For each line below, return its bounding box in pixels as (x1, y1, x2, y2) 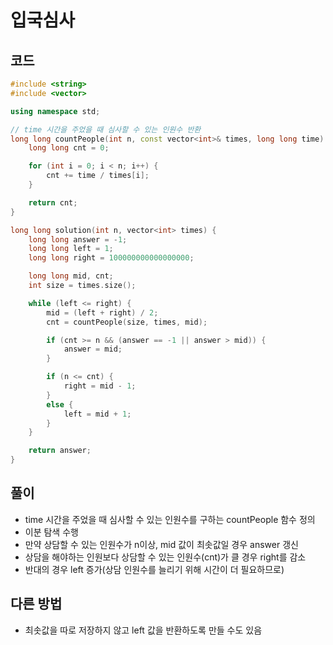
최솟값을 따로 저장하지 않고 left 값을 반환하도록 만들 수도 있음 (24, 624, 263, 636)
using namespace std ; (10, 106, 101, 116)
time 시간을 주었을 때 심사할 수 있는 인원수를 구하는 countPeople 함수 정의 (24, 513, 316, 525)
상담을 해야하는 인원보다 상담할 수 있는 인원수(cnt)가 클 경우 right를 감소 (24, 551, 307, 563)
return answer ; (28, 446, 92, 456)
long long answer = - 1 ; (28, 234, 128, 245)
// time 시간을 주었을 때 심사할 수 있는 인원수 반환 (10, 124, 202, 135)
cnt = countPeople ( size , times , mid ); (46, 317, 208, 327)
